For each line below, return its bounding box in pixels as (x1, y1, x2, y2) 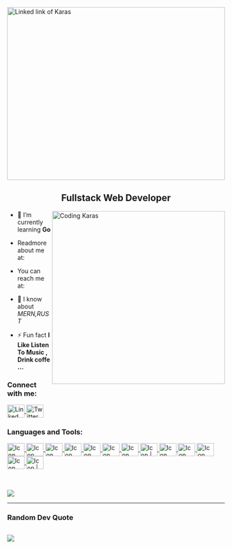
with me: (7, 389, 37, 398)
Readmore (17, 239, 47, 247)
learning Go (17, 225, 51, 234)
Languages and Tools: (7, 427, 83, 437)
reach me (17, 274, 45, 282)
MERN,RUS (17, 309, 50, 317)
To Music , (17, 348, 48, 356)
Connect (7, 380, 37, 389)
